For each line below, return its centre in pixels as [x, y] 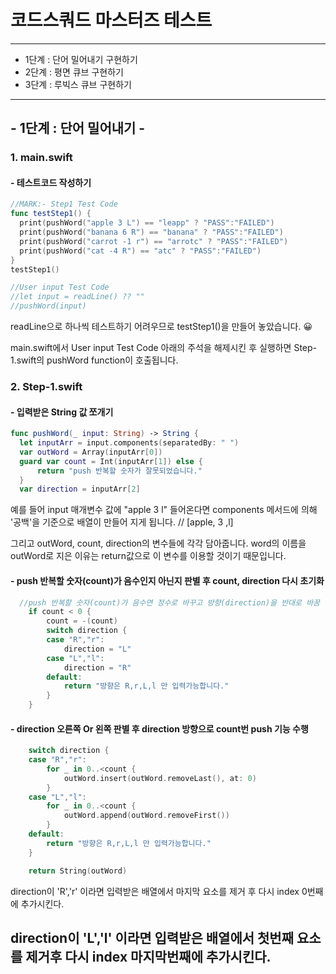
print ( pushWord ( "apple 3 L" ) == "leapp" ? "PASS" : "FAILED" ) [147, 223]
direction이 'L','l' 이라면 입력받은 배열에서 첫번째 [152, 938]
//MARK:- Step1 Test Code [64, 204]
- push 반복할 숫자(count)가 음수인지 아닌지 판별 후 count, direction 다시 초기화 [167, 580]
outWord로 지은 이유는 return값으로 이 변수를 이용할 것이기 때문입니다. [148, 556]
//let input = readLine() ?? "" [77, 297]
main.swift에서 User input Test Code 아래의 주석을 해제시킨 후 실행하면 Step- [164, 348]
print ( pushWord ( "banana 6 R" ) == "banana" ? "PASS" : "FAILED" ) [151, 232]
